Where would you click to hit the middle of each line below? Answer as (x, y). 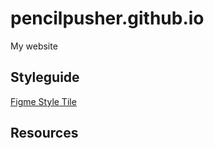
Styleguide (45, 77)
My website (34, 46)
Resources (44, 133)
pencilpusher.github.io (107, 18)
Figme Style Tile (43, 101)
